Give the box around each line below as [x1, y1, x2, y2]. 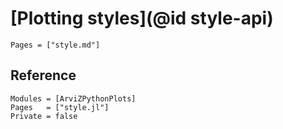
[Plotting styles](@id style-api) [10, 7, 274, 30]
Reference [10, 67, 77, 84]
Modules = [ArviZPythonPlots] [10, 93, 137, 104]
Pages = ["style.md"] [10, 40, 101, 50]
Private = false [10, 111, 78, 121]
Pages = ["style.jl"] [10, 102, 110, 112]
